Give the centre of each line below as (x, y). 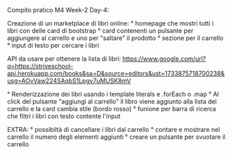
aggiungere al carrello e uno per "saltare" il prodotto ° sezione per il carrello (115, 38)
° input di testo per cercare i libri (53, 45)
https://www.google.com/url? (164, 59)
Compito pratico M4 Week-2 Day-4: (58, 10)
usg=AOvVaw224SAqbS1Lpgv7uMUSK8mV (69, 81)
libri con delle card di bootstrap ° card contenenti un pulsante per (100, 31)
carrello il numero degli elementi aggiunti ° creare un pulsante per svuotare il (116, 137)
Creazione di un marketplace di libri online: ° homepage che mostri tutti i (110, 23)
